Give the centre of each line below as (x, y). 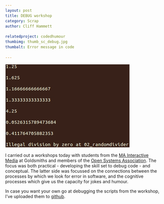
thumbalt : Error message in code (40, 47)
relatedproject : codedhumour (35, 37)
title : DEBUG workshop (29, 16)
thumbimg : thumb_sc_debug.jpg (37, 42)
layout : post (19, 10)
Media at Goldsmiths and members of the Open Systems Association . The (81, 160)
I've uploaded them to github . (35, 196)
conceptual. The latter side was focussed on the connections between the (81, 171)
